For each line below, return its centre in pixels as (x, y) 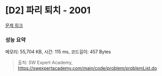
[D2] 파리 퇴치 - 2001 (48, 10)
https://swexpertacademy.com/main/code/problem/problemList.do (87, 68)
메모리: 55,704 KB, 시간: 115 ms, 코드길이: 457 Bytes (58, 52)
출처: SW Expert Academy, (45, 63)
